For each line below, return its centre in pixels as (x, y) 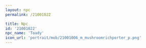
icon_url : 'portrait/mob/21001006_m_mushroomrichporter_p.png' (74, 38)
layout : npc (18, 10)
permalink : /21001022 (28, 15)
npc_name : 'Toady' (25, 33)
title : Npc (17, 24)
